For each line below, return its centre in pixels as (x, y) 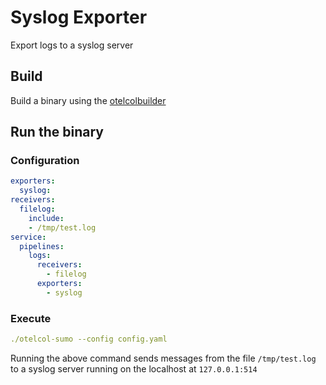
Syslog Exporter (79, 17)
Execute (31, 318)
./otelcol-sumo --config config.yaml (89, 339)
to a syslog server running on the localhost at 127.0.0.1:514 (134, 368)
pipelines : (42, 246)
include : (46, 218)
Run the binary (57, 132)
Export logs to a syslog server (72, 45)
